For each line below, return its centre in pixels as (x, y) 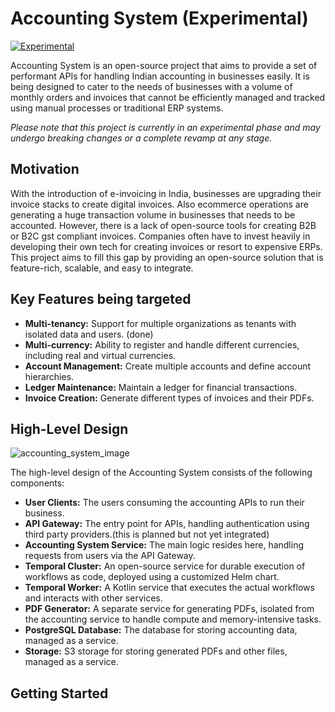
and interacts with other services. (93, 598)
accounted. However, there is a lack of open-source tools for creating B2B (163, 225)
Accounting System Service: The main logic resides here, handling (164, 545)
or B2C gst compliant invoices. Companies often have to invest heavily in (160, 236)
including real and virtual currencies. (100, 355)
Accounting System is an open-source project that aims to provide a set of (164, 65)
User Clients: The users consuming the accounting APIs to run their (164, 503)
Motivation (45, 169)
